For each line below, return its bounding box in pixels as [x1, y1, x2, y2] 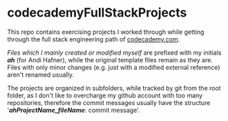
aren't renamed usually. [7, 71, 75, 79]
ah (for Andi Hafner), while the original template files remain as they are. [7, 55, 213, 64]
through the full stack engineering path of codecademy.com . [7, 35, 180, 43]
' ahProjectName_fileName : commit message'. [7, 106, 140, 114]
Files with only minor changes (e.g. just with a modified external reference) [7, 63, 220, 71]
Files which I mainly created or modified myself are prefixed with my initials [7, 48, 222, 57]
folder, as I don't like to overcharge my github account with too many [7, 91, 202, 100]
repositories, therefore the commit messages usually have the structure [7, 98, 211, 106]
